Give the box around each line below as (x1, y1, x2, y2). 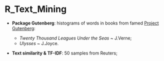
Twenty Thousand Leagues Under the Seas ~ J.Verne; (19, 35, 132, 41)
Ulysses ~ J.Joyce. (19, 40, 59, 46)
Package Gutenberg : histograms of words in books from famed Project (11, 20, 159, 26)
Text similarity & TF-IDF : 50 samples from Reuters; (11, 50, 118, 56)
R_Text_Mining (4, 3, 67, 15)
